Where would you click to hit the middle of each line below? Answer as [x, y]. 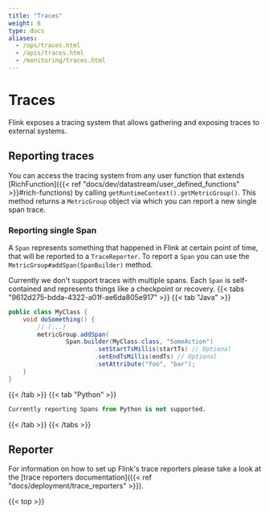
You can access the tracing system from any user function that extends [126, 175]
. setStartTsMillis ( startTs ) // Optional [163, 350]
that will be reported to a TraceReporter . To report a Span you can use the [129, 256]
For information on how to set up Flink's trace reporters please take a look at [135, 469]
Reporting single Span [53, 230]
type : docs [26, 30]
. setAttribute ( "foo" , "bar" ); [145, 364]
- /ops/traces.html [48, 46]
